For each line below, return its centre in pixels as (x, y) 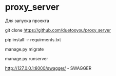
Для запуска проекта (27, 21)
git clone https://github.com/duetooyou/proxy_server (58, 30)
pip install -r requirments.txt (33, 39)
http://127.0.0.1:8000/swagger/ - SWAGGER (48, 68)
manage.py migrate (25, 49)
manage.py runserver (27, 58)
